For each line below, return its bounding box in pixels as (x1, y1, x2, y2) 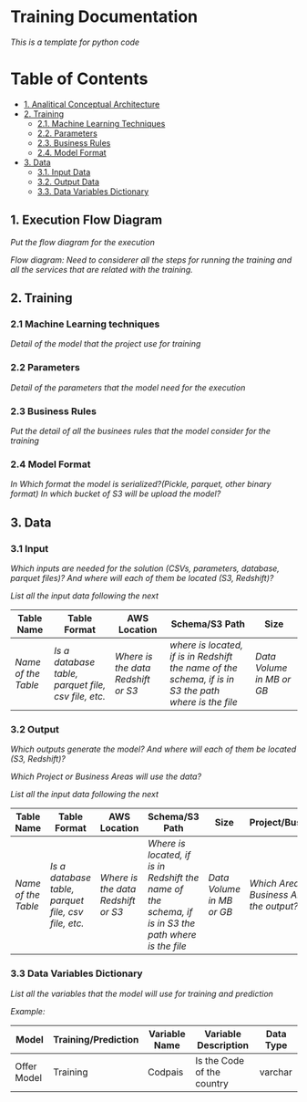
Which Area (249, 878, 300, 890)
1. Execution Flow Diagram (10, 213, 163, 228)
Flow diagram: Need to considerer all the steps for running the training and (10, 254, 292, 265)
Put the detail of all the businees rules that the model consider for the (10, 425, 271, 436)
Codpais (148, 1066, 184, 1078)
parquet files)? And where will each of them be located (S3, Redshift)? (10, 572, 274, 583)
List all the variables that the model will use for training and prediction (10, 988, 274, 999)
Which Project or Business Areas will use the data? (10, 771, 202, 782)
